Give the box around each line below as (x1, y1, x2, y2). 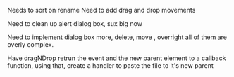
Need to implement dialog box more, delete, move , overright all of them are (7, 33, 228, 41)
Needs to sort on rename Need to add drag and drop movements (7, 6, 196, 14)
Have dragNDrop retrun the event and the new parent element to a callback (7, 54, 226, 62)
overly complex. (7, 41, 54, 48)
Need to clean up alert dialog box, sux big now (7, 20, 143, 27)
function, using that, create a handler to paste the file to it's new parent (7, 62, 214, 69)
